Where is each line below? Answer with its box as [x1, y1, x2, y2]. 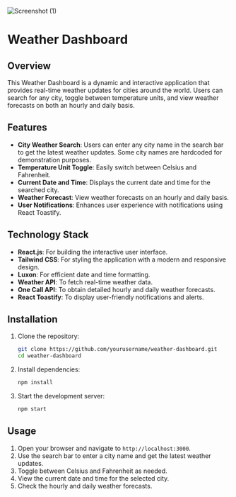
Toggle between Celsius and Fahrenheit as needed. [17, 467, 167, 475]
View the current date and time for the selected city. [17, 474, 170, 482]
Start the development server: [17, 392, 105, 401]
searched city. [17, 185, 59, 194]
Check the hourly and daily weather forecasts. [17, 481, 153, 490]
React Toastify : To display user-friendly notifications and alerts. [17, 293, 204, 301]
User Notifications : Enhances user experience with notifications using [17, 201, 223, 209]
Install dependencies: [17, 365, 81, 374]
